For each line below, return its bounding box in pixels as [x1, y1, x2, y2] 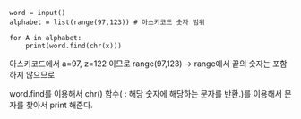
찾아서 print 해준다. [25, 99, 94, 110]
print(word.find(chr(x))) [25, 41, 123, 50]
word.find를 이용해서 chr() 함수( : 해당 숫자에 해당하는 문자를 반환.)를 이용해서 [9, 89, 282, 98]
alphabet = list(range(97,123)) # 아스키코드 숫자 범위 [9, 18, 206, 27]
